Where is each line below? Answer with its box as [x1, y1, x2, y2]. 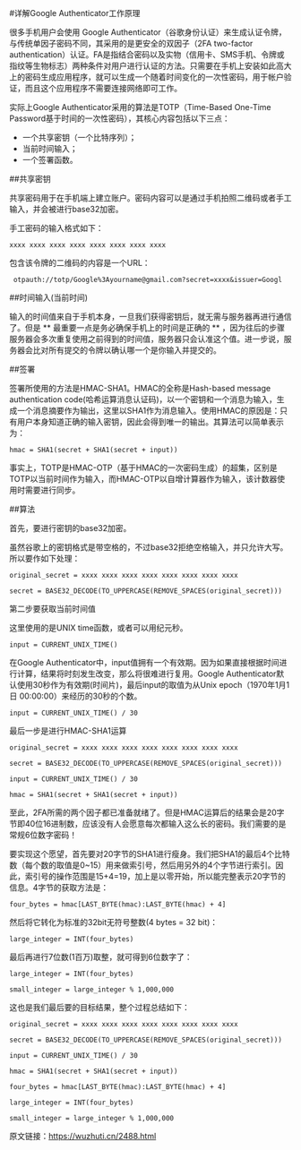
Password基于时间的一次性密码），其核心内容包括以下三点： [9, 113, 230, 124]
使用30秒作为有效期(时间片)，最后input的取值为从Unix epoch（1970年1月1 [16, 680, 289, 690]
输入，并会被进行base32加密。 [9, 204, 124, 214]
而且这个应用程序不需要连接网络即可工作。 [24, 83, 182, 93]
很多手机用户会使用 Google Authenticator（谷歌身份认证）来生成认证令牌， [9, 27, 287, 38]
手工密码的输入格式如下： [9, 223, 104, 233]
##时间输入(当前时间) [9, 292, 88, 303]
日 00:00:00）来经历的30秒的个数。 [9, 691, 142, 701]
